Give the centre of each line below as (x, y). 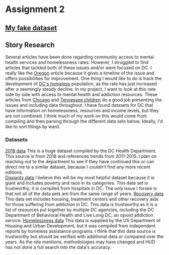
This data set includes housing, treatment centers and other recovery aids (82, 199)
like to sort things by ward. (33, 126)
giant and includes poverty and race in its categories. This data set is (77, 183)
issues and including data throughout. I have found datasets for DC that (79, 105)
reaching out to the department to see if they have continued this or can (80, 161)
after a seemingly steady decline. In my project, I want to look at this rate (80, 89)
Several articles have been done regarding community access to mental (80, 57)
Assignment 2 (35, 9)
